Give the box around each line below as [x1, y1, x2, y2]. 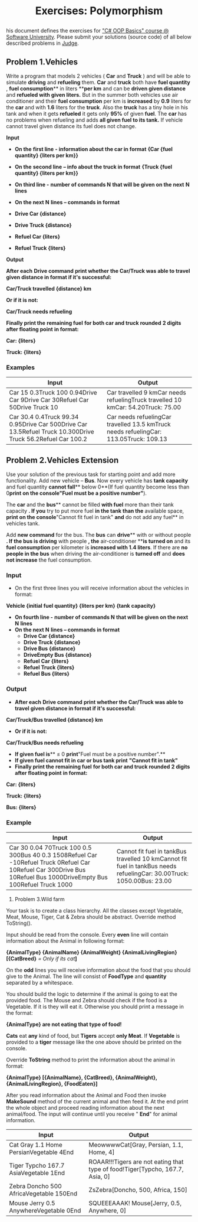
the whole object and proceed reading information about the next [6, 1104, 165, 1111]
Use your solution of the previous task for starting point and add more [6, 471, 176, 478]
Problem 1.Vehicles [6, 57, 78, 67]
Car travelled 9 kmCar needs [107, 389, 187, 397]
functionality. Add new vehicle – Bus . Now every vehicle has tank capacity [6, 477, 189, 484]
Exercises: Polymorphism [35, 4, 163, 18]
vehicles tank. [6, 520, 40, 527]
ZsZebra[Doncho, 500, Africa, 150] [88, 1186, 187, 1194]
